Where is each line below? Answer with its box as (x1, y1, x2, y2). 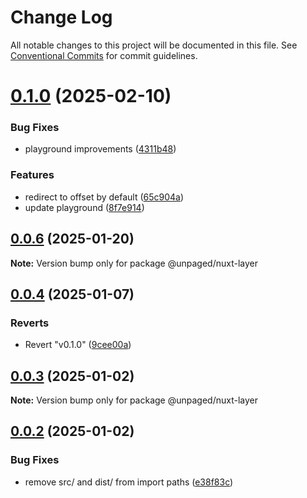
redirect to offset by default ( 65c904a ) (24, 191, 185, 203)
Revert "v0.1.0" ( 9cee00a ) (24, 339, 132, 351)
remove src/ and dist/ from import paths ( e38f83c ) (24, 476, 234, 488)
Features (10, 168, 55, 182)
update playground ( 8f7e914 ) (24, 201, 145, 213)
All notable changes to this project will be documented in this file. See (10, 39, 298, 51)
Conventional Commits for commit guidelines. (10, 49, 198, 61)
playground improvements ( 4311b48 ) (24, 143, 177, 155)
